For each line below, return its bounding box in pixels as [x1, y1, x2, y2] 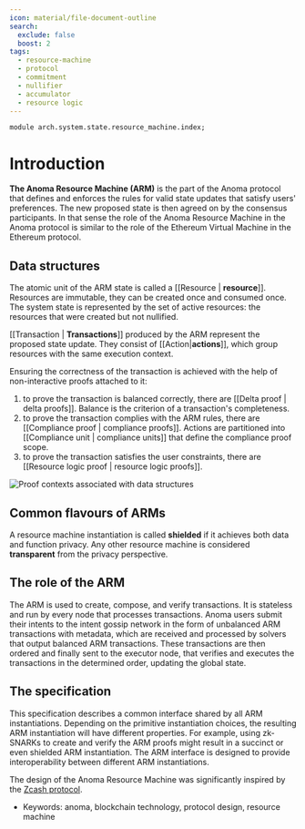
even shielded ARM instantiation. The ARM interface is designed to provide [9, 746, 290, 757]
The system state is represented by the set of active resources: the [9, 302, 261, 312]
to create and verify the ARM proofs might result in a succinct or [42, 737, 284, 748]
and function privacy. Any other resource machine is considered [9, 538, 250, 549]
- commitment [17, 73, 67, 82]
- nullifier [17, 81, 64, 90]
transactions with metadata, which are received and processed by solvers [9, 628, 287, 639]
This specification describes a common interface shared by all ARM [9, 708, 263, 719]
